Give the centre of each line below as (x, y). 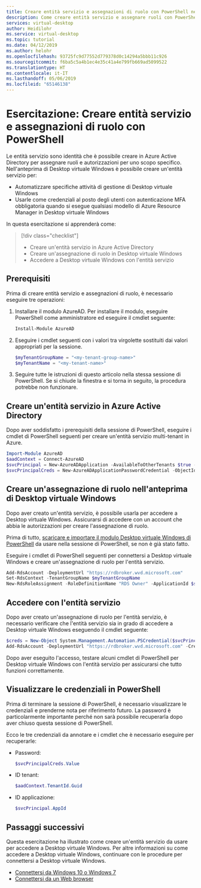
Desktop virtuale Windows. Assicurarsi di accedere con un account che (94, 519)
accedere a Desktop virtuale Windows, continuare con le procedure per (94, 854)
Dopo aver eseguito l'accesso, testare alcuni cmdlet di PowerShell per (92, 658)
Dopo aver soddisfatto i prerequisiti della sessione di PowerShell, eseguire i (99, 430)
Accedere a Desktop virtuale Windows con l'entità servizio (102, 260)
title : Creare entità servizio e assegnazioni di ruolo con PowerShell (97, 12)
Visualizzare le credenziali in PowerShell (83, 690)
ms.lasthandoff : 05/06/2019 (41, 79)
